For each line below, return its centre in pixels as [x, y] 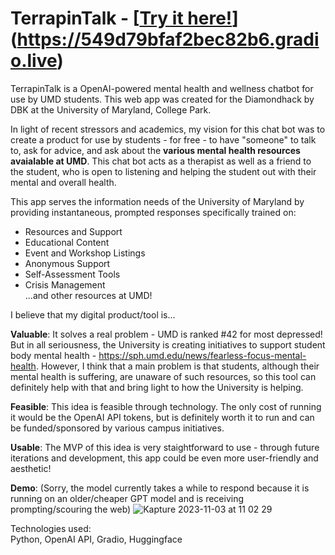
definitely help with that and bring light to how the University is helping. [157, 387]
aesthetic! [31, 468]
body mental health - [53, 355]
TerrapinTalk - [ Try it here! [121, 18]
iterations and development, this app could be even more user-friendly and [164, 458]
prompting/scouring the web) [71, 509]
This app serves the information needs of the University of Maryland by [157, 201]
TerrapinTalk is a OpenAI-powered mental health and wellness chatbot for [162, 88]
